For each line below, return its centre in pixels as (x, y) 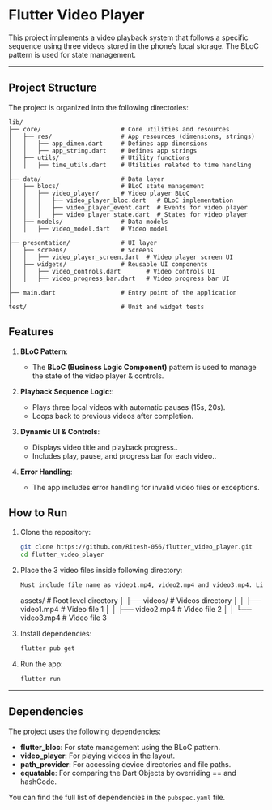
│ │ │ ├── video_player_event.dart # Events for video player (128, 207)
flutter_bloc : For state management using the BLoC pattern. (120, 747)
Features (31, 332)
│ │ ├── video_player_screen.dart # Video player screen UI (121, 257)
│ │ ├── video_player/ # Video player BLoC (99, 193)
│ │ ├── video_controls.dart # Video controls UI (112, 271)
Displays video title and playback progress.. (105, 447)
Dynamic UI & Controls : (59, 431)
